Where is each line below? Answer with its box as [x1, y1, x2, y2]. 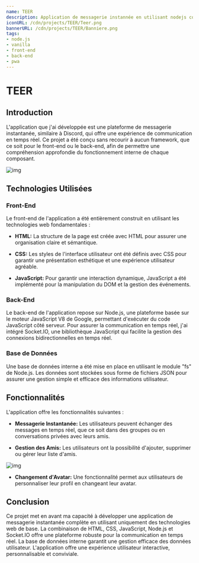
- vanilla [6, 42, 31, 48]
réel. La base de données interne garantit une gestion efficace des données [6, 538, 191, 545]
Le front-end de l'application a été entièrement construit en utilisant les [6, 215, 179, 222]
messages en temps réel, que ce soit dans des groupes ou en [14, 426, 166, 434]
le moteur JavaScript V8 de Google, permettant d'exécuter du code [6, 315, 171, 322]
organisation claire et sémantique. [14, 239, 98, 246]
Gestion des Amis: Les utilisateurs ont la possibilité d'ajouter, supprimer [14, 444, 191, 451]
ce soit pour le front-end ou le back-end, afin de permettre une [6, 142, 160, 149]
